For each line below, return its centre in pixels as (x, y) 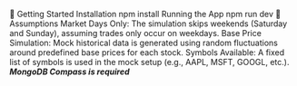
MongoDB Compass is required (69, 72)
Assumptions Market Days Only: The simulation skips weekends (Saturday (148, 24)
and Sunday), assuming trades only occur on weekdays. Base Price (135, 33)
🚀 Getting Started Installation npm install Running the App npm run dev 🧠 (145, 14)
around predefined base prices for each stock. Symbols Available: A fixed (147, 53)
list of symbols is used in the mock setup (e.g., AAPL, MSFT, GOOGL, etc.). (149, 62)
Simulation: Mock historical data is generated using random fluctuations (144, 43)
